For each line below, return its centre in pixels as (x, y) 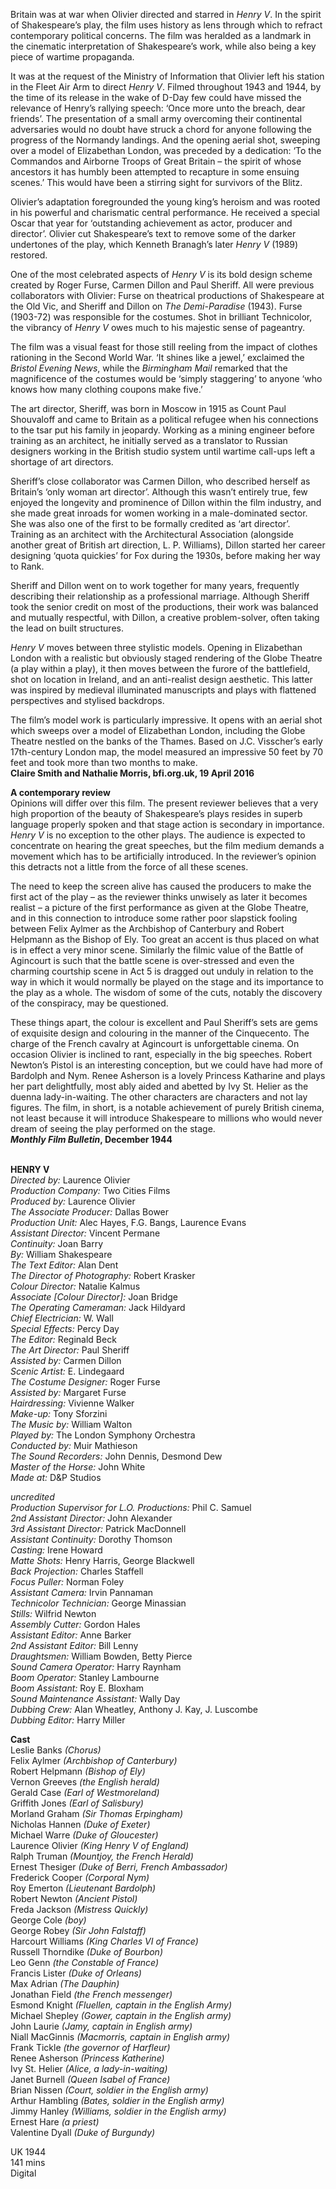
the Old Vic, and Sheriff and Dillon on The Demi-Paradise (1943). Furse (156, 306)
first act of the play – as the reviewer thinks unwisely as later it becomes (159, 897)
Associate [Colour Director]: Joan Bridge (94, 1297)
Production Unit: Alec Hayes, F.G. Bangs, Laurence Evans (128, 1222)
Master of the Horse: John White (78, 1467)
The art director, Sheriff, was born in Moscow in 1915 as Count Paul (148, 408)
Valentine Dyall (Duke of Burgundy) (83, 2132)
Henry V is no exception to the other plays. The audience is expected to (158, 835)
